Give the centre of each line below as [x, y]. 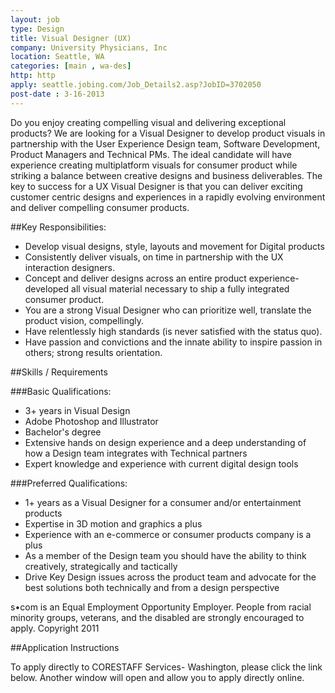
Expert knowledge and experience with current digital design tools [161, 463]
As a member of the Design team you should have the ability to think [165, 555]
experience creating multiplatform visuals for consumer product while [154, 165]
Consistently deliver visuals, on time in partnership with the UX [154, 257]
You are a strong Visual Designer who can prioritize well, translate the [168, 310]
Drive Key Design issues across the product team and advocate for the [170, 577]
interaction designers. [69, 267]
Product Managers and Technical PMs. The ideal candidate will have [151, 154]
